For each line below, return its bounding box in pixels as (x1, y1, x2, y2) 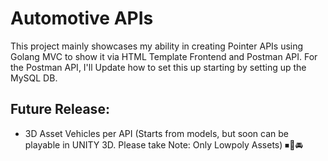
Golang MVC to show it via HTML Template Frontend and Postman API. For (10, 50, 318, 62)
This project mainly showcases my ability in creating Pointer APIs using (10, 40, 304, 52)
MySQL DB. (10, 72, 58, 84)
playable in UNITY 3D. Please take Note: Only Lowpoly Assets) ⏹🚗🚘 (24, 138, 303, 151)
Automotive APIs (10, 7, 154, 30)
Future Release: (10, 101, 110, 118)
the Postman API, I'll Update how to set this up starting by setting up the (10, 61, 307, 73)
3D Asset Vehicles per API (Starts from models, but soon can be (24, 127, 290, 139)
